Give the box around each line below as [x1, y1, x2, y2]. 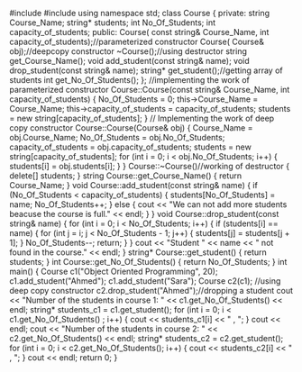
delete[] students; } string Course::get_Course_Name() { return [9, 170, 242, 181]
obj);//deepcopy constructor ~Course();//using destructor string [9, 46, 248, 57]
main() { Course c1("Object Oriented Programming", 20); [9, 266, 218, 277]
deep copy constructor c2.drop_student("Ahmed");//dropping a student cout [9, 286, 294, 295]
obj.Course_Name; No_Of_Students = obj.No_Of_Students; [9, 132, 225, 142]
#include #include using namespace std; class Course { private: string [9, 8, 270, 18]
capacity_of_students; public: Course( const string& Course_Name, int [9, 27, 270, 37]
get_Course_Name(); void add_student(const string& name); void [9, 56, 250, 66]
